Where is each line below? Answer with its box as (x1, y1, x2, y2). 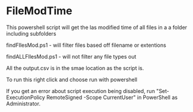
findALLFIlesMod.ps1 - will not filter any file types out (6, 53, 137, 60)
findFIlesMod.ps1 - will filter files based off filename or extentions (6, 41, 166, 49)
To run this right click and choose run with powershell (6, 76, 138, 83)
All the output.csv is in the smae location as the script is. (6, 64, 144, 72)
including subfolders (6, 30, 56, 37)
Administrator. (6, 100, 40, 107)
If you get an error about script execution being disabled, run (6, 87, 156, 94)
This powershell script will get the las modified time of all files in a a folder (6, 24, 188, 31)
